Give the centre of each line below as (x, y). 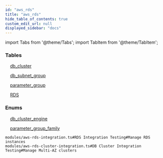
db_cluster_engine (29, 118)
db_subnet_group (28, 76)
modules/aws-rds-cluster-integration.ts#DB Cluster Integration (73, 146)
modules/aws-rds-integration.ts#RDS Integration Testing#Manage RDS (78, 137)
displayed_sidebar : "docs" (33, 28)
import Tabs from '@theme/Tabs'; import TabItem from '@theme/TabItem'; (82, 42)
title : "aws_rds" (23, 14)
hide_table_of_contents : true (37, 19)
